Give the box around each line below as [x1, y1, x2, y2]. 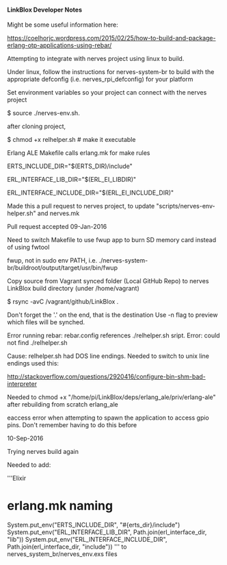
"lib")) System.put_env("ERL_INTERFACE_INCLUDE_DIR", [7, 536, 168, 544]
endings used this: [7, 359, 59, 368]
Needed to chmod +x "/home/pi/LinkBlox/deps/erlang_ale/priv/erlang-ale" [7, 393, 216, 401]
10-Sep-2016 [7, 434, 44, 442]
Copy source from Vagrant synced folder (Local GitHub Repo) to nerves [7, 277, 209, 285]
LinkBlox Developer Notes [7, 5, 83, 14]
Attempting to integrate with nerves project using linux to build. [7, 55, 185, 63]
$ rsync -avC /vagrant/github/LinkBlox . [7, 298, 119, 306]
